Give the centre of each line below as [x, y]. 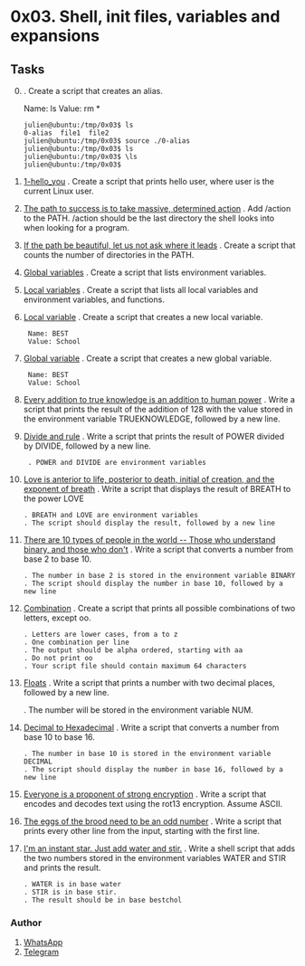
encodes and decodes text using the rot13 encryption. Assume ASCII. [153, 804]
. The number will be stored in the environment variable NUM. [138, 710]
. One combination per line [76, 642]
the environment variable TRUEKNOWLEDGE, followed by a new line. [152, 419]
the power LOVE [53, 498]
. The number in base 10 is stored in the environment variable [147, 753]
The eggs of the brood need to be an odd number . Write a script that [152, 821]
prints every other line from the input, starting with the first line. [142, 831]
